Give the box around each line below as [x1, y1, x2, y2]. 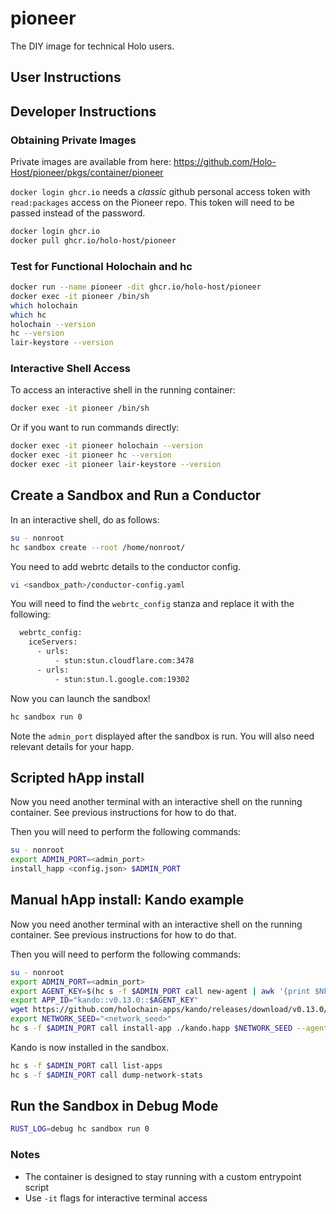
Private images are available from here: [10, 156, 172, 168]
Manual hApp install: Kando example [10, 892, 245, 909]
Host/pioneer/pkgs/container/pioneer [10, 167, 164, 179]
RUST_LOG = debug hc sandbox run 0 [10, 1124, 150, 1134]
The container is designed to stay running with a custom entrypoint [24, 1170, 302, 1182]
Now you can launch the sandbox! [10, 692, 151, 704]
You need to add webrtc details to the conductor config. [10, 560, 242, 572]
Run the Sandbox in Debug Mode [10, 1098, 219, 1115]
